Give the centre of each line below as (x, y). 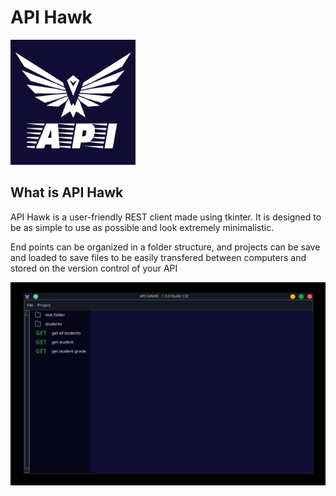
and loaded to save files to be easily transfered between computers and (158, 257)
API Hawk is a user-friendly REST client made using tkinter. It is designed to (166, 217)
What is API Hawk (67, 192)
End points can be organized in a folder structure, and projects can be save (165, 247)
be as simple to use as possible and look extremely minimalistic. (142, 227)
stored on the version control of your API (94, 268)
